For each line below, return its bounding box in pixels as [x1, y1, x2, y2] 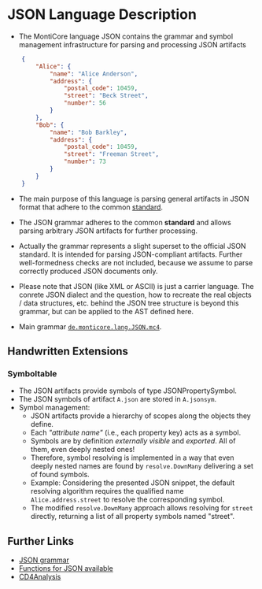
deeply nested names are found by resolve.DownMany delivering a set [30, 461, 253, 471]
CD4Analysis [18, 572, 61, 582]
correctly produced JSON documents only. [18, 266, 158, 276]
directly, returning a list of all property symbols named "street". [30, 512, 235, 521]
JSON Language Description [7, 6, 197, 24]
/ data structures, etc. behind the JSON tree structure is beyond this [18, 298, 239, 308]
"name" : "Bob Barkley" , [49, 128, 127, 136]
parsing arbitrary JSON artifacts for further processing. [18, 226, 198, 235]
